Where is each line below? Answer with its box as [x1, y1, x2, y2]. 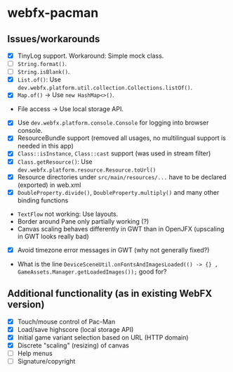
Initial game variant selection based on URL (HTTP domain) [17, 333, 189, 342]
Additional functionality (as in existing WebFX [7, 288, 213, 300]
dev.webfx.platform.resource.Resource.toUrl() [17, 167, 157, 174]
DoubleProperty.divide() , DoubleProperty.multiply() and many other [17, 188, 220, 196]
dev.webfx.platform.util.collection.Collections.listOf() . [17, 83, 193, 92]
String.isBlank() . [17, 68, 70, 76]
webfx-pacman [7, 5, 99, 21]
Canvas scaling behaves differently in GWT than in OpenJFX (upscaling [17, 224, 225, 233]
